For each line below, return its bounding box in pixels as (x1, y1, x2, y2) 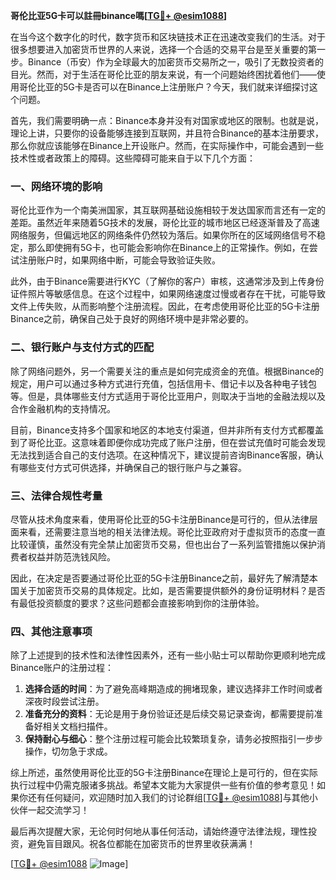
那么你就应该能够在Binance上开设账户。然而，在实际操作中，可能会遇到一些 (10, 140, 325, 151)
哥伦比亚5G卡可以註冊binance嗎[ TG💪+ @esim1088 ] (10, 10, 228, 21)
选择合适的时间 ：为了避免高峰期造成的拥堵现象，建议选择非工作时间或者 (24, 683, 323, 695)
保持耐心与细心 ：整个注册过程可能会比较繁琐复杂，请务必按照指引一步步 (24, 733, 323, 745)
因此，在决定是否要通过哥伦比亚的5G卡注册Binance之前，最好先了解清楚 (10, 572, 310, 584)
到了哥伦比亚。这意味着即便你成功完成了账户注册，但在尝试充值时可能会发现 (10, 436, 326, 448)
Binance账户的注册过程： (10, 662, 115, 674)
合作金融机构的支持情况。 (10, 402, 116, 414)
